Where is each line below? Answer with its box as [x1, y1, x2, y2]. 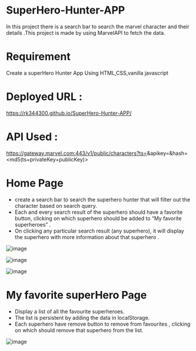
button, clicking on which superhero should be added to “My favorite [14, 214, 182, 221]
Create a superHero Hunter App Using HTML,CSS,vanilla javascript [6, 69, 169, 77]
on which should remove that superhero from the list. [14, 326, 144, 333]
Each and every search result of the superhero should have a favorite [14, 208, 183, 216]
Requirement [6, 50, 71, 64]
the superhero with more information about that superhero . [14, 233, 160, 240]
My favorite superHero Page [6, 288, 147, 302]
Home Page [6, 176, 64, 190]
